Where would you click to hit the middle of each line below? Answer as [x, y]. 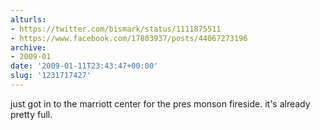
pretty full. [31, 114]
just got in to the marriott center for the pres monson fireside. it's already [160, 103]
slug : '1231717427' [51, 76]
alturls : [28, 19]
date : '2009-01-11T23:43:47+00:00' [84, 66]
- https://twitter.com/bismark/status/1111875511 [116, 29]
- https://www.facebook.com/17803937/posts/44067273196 [129, 38]
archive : [28, 47]
